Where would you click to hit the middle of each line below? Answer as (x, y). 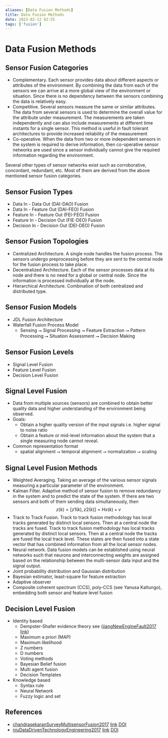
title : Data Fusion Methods (35, 15)
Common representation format (45, 446)
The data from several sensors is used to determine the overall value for (87, 112)
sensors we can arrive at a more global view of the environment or (81, 91)
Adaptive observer (32, 582)
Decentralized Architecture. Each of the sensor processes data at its (83, 269)
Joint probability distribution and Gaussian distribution (69, 571)
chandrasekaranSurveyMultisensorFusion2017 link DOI (69, 724)
